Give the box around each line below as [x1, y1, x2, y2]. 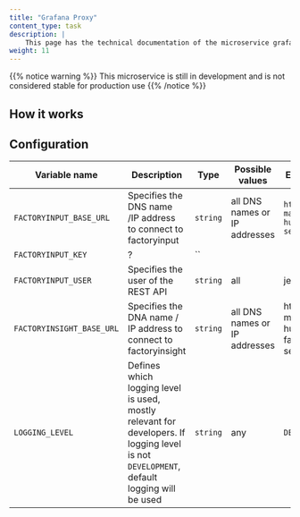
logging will [128, 482, 176, 495]
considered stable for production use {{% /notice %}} [9, 81, 207, 91]
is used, [128, 393, 161, 405]
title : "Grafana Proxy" [9, 13, 98, 22]
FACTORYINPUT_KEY [13, 250, 87, 260]
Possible [234, 163, 272, 175]
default [128, 471, 158, 484]
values [237, 174, 268, 187]
